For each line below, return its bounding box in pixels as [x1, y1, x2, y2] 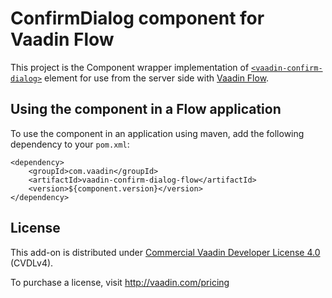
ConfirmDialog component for [10, 7, 265, 30]
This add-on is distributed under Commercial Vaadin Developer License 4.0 [10, 246, 321, 258]
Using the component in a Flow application [10, 101, 282, 118]
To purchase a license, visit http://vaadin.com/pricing [10, 276, 230, 288]
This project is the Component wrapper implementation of [10, 61, 250, 73]
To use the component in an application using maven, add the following [10, 127, 305, 139]
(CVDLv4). [10, 257, 54, 269]
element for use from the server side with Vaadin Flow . [44, 72, 270, 84]
